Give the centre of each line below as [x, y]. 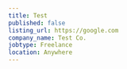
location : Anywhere [40, 52]
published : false [37, 23]
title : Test [28, 15]
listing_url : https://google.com [63, 30]
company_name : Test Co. [48, 38]
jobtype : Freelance [40, 45]
